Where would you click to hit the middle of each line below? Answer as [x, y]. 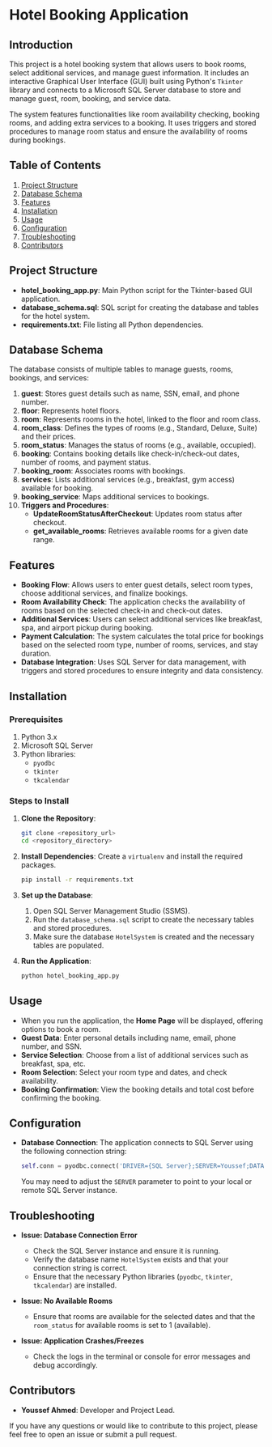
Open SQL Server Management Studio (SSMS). [111, 910]
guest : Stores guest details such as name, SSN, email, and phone [130, 393]
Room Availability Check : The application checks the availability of [133, 602]
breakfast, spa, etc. [53, 1063]
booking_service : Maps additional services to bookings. [115, 497]
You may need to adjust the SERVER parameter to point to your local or [136, 1182]
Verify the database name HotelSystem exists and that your [131, 1259]
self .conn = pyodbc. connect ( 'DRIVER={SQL [92, 1166]
